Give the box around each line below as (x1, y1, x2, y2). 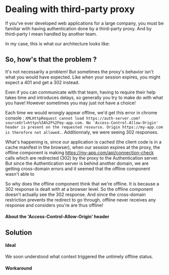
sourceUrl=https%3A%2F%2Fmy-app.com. (5, 120, 84, 125)
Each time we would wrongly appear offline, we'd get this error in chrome (5, 109, 157, 115)
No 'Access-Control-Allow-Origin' (86, 120, 158, 125)
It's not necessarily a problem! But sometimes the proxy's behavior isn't (5, 68, 154, 75)
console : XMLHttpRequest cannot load (5, 115, 84, 121)
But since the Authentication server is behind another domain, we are (5, 160, 149, 166)
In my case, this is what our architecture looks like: (5, 40, 110, 46)
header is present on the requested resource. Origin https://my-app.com (5, 124, 163, 129)
